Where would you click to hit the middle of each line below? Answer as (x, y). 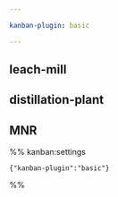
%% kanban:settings (48, 152)
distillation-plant (57, 100)
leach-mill (38, 69)
